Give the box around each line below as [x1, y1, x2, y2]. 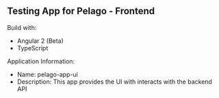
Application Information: [7, 57, 75, 65]
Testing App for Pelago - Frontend [7, 5, 155, 17]
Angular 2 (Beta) [16, 37, 64, 45]
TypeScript [16, 44, 49, 52]
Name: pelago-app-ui [16, 70, 79, 78]
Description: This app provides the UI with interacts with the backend [16, 78, 212, 86]
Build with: [7, 23, 37, 31]
